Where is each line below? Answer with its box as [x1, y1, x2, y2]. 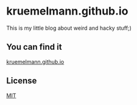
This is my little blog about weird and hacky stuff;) [6, 24, 132, 32]
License [6, 76, 37, 86]
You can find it [6, 42, 62, 52]
